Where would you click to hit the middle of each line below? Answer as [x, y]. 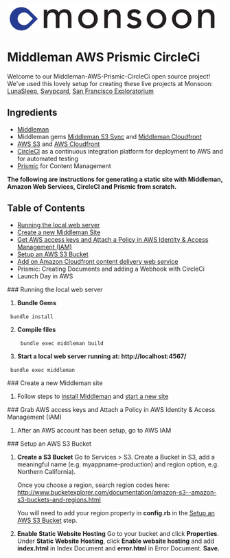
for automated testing [48, 158]
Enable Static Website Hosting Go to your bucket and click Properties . [118, 533]
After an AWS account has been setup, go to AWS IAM [94, 430]
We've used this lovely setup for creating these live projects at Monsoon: [110, 83]
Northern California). [46, 471]
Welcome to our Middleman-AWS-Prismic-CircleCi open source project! [109, 76]
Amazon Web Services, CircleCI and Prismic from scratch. [92, 186]
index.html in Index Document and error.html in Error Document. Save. [118, 548]
